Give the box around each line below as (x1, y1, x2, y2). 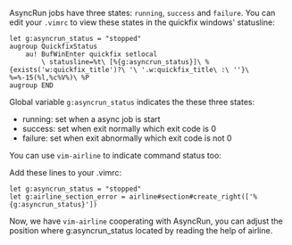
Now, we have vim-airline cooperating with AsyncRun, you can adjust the (9, 216, 283, 226)
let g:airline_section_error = (9, 192, 126, 201)
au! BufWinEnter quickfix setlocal (25, 50, 158, 59)
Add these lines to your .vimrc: (9, 167, 122, 177)
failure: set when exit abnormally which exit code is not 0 (21, 133, 232, 143)
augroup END (9, 81, 54, 90)
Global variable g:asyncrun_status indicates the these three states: (9, 97, 255, 107)
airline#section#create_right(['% (129, 192, 257, 201)
